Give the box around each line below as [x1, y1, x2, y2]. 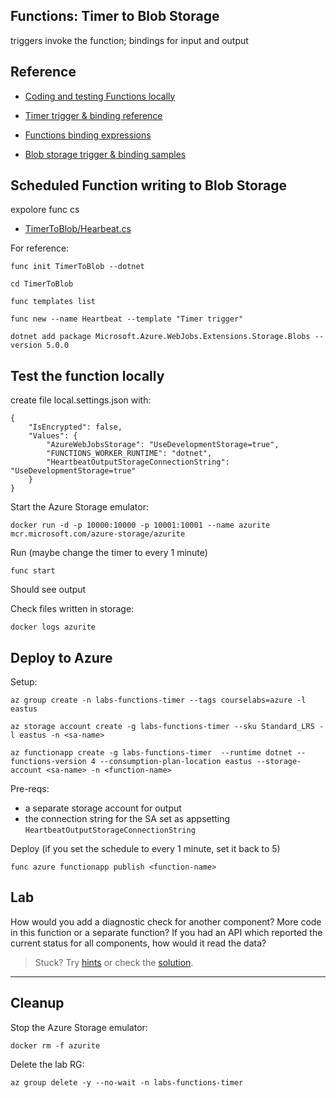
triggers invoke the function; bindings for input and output [10, 34, 249, 46]
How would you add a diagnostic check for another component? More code [10, 915, 322, 928]
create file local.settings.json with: [10, 394, 152, 406]
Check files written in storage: [10, 603, 135, 615]
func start [10, 566, 56, 576]
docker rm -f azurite [10, 1040, 101, 1051]
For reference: [10, 242, 70, 254]
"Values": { [28, 431, 78, 441]
